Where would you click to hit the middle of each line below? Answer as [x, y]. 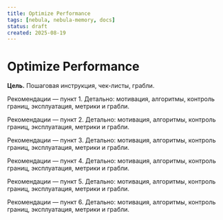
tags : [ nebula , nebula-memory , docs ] [61, 20]
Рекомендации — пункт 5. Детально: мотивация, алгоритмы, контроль [111, 181]
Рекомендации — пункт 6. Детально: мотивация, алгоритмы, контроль [111, 202]
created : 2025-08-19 [37, 33]
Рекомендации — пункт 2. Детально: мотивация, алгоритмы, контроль [111, 120]
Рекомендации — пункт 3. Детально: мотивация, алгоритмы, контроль [111, 140]
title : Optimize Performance [49, 13]
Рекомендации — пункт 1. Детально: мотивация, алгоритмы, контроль [111, 99]
